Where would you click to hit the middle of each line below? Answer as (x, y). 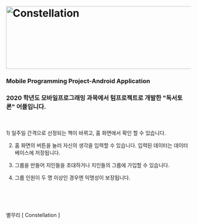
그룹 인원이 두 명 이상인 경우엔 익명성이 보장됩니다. (72, 178)
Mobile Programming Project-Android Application (78, 81)
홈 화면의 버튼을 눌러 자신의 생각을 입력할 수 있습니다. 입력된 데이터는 (94, 145)
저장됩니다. (47, 153)
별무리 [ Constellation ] (33, 215)
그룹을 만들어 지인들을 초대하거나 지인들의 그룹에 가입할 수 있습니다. (92, 165)
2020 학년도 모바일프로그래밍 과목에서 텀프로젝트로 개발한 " (86, 98)
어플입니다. (31, 107)
